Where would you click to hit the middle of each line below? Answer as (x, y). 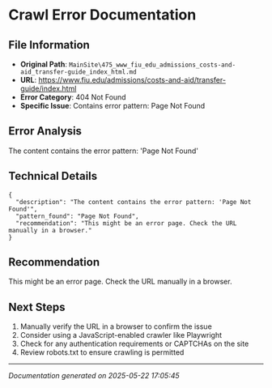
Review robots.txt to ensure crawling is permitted (102, 352)
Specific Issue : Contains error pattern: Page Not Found (113, 106)
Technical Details (53, 176)
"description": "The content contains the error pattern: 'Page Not (134, 202)
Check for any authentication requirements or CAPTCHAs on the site (134, 344)
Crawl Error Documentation (102, 15)
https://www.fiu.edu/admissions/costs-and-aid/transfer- (132, 80)
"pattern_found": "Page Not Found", (77, 216)
